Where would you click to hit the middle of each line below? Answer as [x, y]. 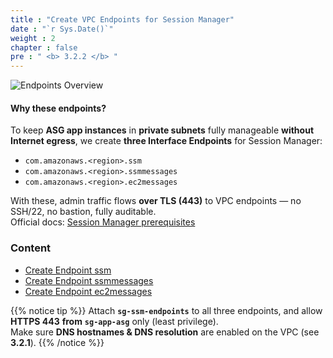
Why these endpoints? [58, 108]
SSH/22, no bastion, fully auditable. [83, 212]
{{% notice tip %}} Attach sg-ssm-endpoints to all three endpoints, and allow [166, 310]
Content [31, 248]
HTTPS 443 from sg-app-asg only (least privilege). [114, 321]
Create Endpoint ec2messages [88, 291]
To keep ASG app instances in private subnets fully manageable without [162, 130]
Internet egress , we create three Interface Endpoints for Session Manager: [166, 141]
